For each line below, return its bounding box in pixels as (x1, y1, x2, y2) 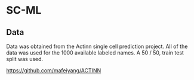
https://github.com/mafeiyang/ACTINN (6, 67, 101, 74)
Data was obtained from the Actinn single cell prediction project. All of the (6, 43, 188, 50)
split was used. (6, 56, 44, 62)
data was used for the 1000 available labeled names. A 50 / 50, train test (6, 49, 184, 56)
